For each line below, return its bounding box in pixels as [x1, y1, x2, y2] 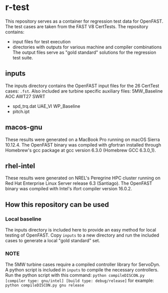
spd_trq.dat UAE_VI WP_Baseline [12, 103, 80, 109]
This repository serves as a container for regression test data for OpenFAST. [5, 18, 163, 24]
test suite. [12, 54, 34, 60]
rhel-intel [5, 162, 35, 170]
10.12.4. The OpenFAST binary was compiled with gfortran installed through [5, 141, 161, 148]
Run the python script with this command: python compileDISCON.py [5, 272, 145, 278]
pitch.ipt [12, 108, 30, 114]
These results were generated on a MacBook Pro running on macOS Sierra [5, 136, 160, 142]
